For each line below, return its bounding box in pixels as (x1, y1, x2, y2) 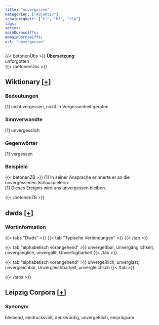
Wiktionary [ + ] (5, 78, 51, 86)
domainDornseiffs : (5, 35, 43, 40)
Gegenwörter (5, 139, 38, 146)
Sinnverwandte (5, 116, 43, 123)
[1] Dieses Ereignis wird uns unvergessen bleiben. (5, 185, 106, 191)
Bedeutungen (5, 92, 39, 99)
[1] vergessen (5, 151, 33, 157)
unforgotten (5, 58, 30, 64)
